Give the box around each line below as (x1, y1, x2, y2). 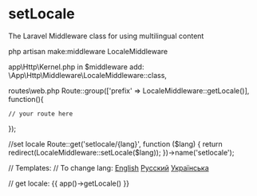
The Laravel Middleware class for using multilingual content (8, 31, 204, 41)
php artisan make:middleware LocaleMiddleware (8, 46, 168, 56)
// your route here (8, 109, 73, 118)
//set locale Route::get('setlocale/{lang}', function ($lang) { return (8, 139, 223, 148)
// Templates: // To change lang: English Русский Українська (8, 163, 209, 172)
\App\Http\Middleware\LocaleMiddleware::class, (8, 70, 168, 80)
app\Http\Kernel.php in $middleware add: (8, 61, 144, 72)
